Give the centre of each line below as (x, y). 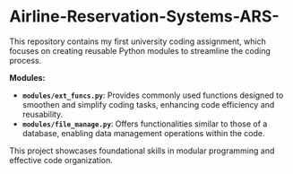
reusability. (43, 114)
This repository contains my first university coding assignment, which (138, 41)
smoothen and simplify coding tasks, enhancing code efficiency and (148, 104)
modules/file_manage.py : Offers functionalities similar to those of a (145, 124)
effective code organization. (61, 160)
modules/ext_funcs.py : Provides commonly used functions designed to (153, 95)
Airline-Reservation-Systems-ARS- (144, 17)
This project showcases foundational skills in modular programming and (142, 151)
